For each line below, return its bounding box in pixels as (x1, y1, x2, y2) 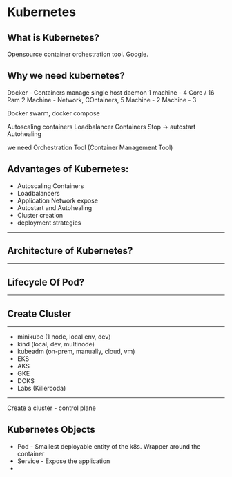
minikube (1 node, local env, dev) (17, 333, 111, 341)
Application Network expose (17, 196, 99, 205)
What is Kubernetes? (7, 32, 100, 44)
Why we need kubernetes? (7, 70, 126, 82)
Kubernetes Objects (7, 424, 95, 436)
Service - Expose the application (17, 457, 110, 465)
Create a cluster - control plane (7, 404, 97, 412)
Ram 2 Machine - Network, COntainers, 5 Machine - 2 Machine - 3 (7, 95, 197, 104)
